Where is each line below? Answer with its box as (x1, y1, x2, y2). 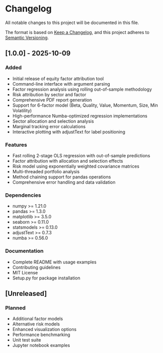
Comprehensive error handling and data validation (12, 179, 116, 185)
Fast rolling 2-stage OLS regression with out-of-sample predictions (12, 152, 151, 158)
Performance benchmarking (12, 331, 71, 338)
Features (5, 141, 27, 148)
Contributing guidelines (12, 264, 61, 270)
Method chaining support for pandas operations (12, 174, 111, 180)
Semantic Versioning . (5, 35, 49, 41)
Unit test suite (12, 337, 41, 343)
